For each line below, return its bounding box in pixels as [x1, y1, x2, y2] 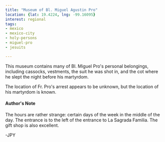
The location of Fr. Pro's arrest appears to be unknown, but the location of [5, 84, 159, 90]
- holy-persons [5, 36, 37, 41]
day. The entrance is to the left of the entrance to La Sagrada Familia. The [5, 117, 158, 123]
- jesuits [5, 45, 26, 50]
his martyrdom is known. [5, 89, 57, 95]
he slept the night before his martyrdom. [5, 74, 89, 80]
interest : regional [5, 17, 46, 22]
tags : [5, 21, 17, 27]
